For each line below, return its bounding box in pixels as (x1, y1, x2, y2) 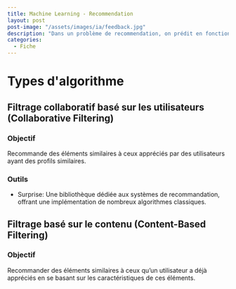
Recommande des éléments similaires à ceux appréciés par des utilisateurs (7, 149, 225, 158)
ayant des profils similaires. (7, 156, 86, 165)
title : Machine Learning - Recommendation (7, 10, 133, 18)
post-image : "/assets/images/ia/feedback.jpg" (7, 23, 146, 30)
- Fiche (13, 43, 37, 50)
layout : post (7, 17, 46, 24)
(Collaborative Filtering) (7, 112, 114, 124)
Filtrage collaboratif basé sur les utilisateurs (7, 101, 205, 113)
